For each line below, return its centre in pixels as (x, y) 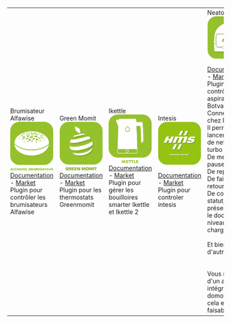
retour (216, 186)
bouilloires (124, 197)
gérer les (121, 190)
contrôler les (28, 197)
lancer (216, 135)
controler (171, 197)
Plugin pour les (80, 190)
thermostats (77, 197)
